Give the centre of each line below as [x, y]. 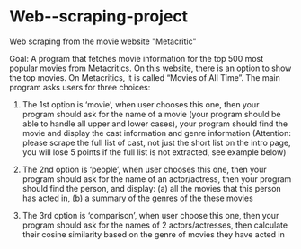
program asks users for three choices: [80, 87]
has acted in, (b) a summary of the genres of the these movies [137, 198]
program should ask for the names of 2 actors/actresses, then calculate [155, 225]
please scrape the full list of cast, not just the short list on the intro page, [156, 142]
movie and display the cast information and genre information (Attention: [157, 133]
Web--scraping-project [99, 17]
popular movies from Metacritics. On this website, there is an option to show [150, 68]
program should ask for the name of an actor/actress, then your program [157, 179]
